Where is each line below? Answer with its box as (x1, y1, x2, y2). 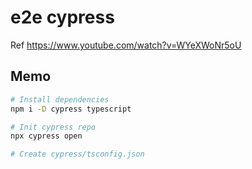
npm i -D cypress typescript (10, 104, 132, 114)
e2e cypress (10, 6, 115, 29)
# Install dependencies (10, 94, 110, 105)
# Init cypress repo (10, 122, 97, 132)
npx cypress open (10, 131, 83, 141)
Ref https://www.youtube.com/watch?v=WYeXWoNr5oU (10, 39, 242, 51)
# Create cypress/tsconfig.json (10, 149, 145, 160)
